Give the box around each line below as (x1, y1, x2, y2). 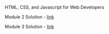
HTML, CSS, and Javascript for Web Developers (5, 4, 104, 10)
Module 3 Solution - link (5, 23, 54, 29)
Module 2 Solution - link (5, 14, 54, 19)
